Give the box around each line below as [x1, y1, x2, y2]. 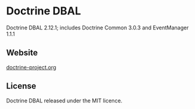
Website [6, 48, 38, 58]
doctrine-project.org [6, 63, 57, 71]
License [6, 81, 36, 91]
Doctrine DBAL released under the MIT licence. [6, 97, 123, 104]
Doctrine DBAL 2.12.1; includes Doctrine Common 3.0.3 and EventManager [6, 24, 189, 31]
